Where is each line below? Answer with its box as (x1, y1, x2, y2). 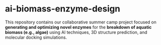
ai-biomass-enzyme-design (5, 3, 120, 14)
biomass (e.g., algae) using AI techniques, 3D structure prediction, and (5, 29, 147, 35)
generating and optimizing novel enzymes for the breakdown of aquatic (5, 24, 152, 30)
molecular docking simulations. (5, 34, 67, 40)
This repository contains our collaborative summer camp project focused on (5, 19, 157, 25)
